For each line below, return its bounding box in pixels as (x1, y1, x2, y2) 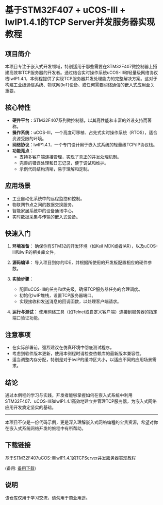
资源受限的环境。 (12, 135, 47, 141)
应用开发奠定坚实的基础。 (5, 405, 56, 411)
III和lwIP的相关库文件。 (12, 249, 58, 255)
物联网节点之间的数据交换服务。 (12, 202, 76, 207)
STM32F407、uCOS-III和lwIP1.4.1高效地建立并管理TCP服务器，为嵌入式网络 (5, 398, 157, 404)
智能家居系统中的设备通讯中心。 (12, 207, 76, 213)
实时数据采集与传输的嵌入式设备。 (12, 214, 81, 220)
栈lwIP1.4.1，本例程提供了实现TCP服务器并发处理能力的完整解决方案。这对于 (5, 76, 158, 81)
